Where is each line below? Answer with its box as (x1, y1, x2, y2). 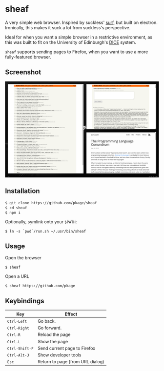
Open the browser (5, 255, 41, 261)
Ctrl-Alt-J (7, 353, 29, 358)
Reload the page (37, 332, 71, 337)
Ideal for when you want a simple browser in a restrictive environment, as (5, 34, 153, 40)
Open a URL (5, 273, 29, 279)
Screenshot (5, 68, 41, 77)
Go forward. (37, 325, 62, 331)
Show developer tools (37, 352, 82, 358)
